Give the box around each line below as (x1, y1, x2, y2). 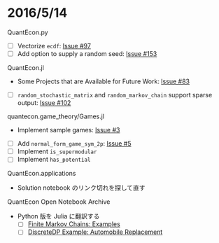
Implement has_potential (17, 155, 91, 164)
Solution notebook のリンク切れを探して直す (17, 183, 146, 192)
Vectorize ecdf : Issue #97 (17, 41, 91, 50)
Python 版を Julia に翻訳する (17, 212, 100, 221)
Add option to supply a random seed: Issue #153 (17, 50, 157, 57)
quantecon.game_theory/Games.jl (7, 112, 105, 120)
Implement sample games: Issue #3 (17, 126, 120, 134)
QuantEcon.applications (7, 169, 76, 178)
